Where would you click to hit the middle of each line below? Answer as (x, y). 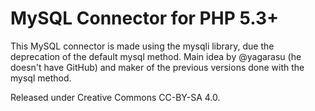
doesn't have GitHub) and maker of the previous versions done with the (157, 67)
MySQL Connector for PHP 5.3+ (145, 18)
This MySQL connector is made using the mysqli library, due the (142, 46)
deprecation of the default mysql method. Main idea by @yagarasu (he (156, 56)
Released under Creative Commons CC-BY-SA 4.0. (115, 97)
